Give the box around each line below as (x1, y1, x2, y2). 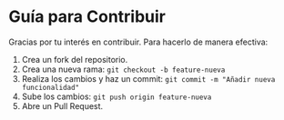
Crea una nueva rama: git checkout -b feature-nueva (21, 64, 226, 75)
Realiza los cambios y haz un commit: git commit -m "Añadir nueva (21, 73, 276, 84)
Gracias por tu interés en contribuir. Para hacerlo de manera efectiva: (8, 36, 269, 47)
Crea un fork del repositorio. (21, 54, 128, 65)
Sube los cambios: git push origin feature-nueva (21, 91, 212, 102)
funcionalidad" (21, 83, 80, 92)
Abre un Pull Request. (21, 100, 104, 111)
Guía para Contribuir (8, 6, 166, 27)
